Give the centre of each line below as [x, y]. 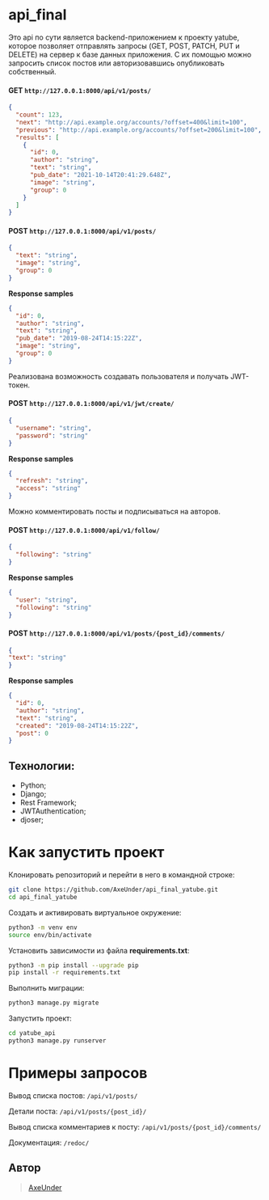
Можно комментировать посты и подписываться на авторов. [114, 512]
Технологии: [42, 766]
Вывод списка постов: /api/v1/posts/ [73, 1095]
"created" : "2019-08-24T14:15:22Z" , [77, 725]
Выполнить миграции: [46, 988]
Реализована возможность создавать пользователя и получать [118, 376]
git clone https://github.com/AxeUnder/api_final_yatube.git [113, 890]
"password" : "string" [52, 435]
